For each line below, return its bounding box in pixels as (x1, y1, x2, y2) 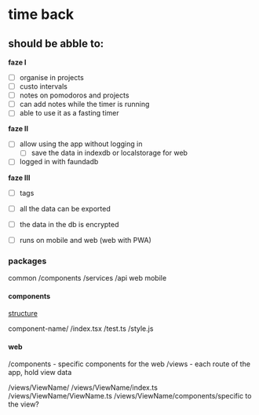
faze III (8, 173, 31, 182)
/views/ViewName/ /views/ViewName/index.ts (8, 383, 159, 392)
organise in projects (19, 73, 84, 82)
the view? (8, 399, 39, 409)
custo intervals (19, 82, 68, 91)
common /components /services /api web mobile (8, 274, 167, 283)
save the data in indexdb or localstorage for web (31, 148, 188, 158)
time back (8, 6, 75, 24)
